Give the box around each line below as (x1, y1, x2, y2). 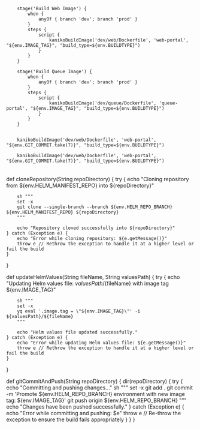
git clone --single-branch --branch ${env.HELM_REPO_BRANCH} (17, 204, 172, 210)
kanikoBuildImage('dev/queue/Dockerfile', (49, 100, 157, 106)
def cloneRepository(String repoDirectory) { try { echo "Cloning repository (6, 175, 189, 182)
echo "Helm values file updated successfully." (17, 329, 138, 335)
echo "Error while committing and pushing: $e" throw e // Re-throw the (6, 409, 181, 416)
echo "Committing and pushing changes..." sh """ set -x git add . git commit (6, 384, 193, 391)
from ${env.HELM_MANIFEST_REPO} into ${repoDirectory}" (6, 182, 154, 189)
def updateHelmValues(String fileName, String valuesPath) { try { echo (6, 273, 180, 280)
